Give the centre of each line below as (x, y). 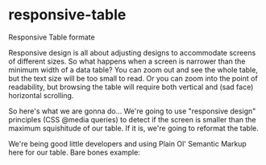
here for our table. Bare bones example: (75, 152)
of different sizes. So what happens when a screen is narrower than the (127, 61)
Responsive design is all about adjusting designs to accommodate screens (132, 52)
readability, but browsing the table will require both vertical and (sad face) (131, 87)
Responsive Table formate (52, 37)
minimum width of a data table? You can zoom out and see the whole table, (133, 69)
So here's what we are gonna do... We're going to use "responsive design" (132, 111)
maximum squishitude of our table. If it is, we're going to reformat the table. (134, 128)
